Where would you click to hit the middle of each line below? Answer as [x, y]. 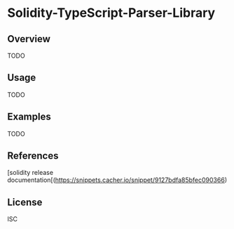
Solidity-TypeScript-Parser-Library [111, 13]
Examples [29, 117]
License [25, 202]
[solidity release [30, 173]
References [33, 156]
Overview [29, 39]
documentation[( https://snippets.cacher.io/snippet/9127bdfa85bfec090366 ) [117, 180]
